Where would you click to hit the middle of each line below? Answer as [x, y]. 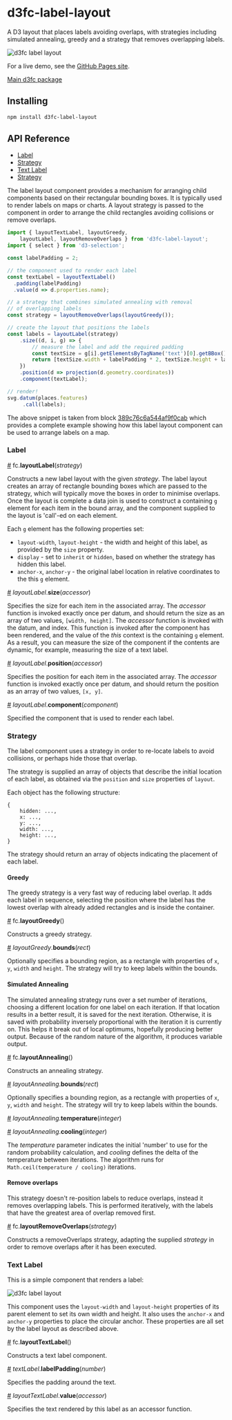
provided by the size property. [61, 549]
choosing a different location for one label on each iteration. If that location [114, 1007]
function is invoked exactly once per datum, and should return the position [113, 684]
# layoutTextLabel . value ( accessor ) [57, 1396]
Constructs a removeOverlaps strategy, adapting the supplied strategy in [110, 1240]
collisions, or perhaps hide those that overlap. [72, 758]
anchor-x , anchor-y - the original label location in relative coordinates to [118, 571]
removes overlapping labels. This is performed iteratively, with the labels [110, 1205]
